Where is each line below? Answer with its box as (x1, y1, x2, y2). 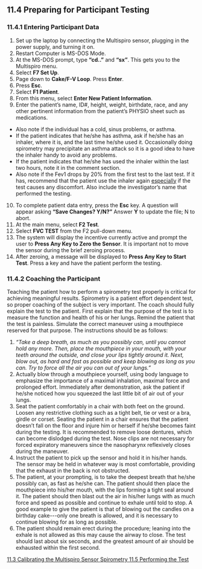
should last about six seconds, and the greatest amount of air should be (15, 538, 194, 545)
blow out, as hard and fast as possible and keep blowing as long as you (15, 357, 195, 365)
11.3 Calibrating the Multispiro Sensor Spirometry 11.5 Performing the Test (7, 556, 189, 563)
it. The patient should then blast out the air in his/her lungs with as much (15, 492, 195, 499)
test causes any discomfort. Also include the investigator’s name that (15, 183, 188, 190)
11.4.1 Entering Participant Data (7, 23, 99, 31)
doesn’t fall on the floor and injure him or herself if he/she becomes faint (15, 421, 196, 429)
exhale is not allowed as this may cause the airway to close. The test (15, 531, 186, 538)
